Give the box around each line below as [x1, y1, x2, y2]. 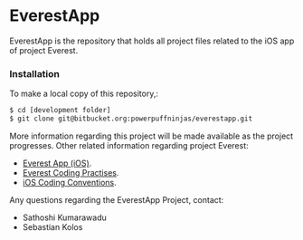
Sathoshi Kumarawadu [22, 212, 107, 223]
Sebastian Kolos [22, 221, 83, 232]
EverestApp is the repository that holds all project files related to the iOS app [9, 35, 295, 46]
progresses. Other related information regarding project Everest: [9, 139, 249, 150]
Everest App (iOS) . [22, 158, 92, 168]
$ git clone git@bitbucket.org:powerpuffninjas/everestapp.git [9, 114, 253, 123]
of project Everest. [9, 44, 79, 55]
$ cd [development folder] [9, 106, 111, 115]
